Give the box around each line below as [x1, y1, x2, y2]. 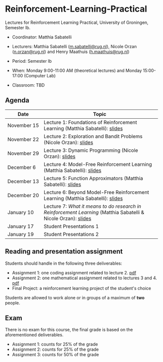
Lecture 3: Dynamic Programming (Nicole [43, 147, 138, 154]
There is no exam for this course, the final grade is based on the [5, 327, 133, 333]
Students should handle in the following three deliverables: [5, 260, 122, 266]
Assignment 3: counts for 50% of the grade [12, 352, 99, 358]
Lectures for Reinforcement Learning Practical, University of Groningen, [5, 19, 149, 25]
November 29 [7, 150, 39, 157]
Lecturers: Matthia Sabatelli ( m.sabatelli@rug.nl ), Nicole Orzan [12, 43, 137, 49]
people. [5, 300, 20, 306]
